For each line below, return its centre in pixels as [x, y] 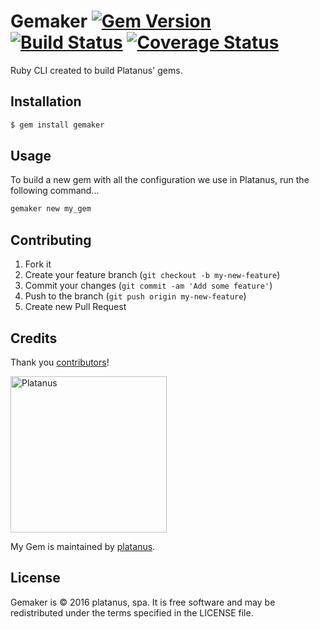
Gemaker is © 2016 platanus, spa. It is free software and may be [143, 602]
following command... [55, 191]
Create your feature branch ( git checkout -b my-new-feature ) [152, 275]
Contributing [51, 240]
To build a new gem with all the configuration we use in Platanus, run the [160, 180]
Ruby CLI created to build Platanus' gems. [96, 70]
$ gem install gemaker [57, 125]
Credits [34, 338]
